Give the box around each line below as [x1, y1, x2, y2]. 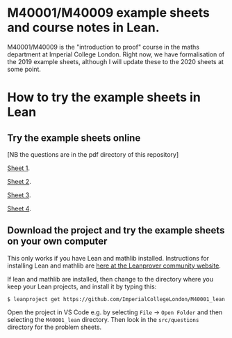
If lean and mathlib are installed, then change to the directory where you [7, 275, 214, 283]
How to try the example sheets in [7, 89, 201, 105]
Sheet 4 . [7, 204, 31, 213]
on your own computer [7, 236, 108, 247]
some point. [7, 65, 42, 73]
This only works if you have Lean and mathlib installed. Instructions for [7, 254, 210, 262]
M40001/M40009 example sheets [7, 5, 210, 21]
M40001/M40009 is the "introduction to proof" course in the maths [7, 43, 200, 51]
